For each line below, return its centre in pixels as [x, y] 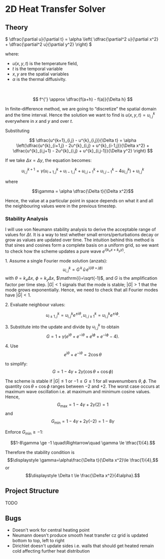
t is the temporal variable [37, 69]
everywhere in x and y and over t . [39, 121]
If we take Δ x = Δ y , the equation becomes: [49, 160]
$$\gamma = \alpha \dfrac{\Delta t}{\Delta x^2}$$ [83, 191]
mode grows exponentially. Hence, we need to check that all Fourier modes [82, 290]
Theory [17, 27]
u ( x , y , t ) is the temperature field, [45, 63]
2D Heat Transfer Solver [55, 9]
